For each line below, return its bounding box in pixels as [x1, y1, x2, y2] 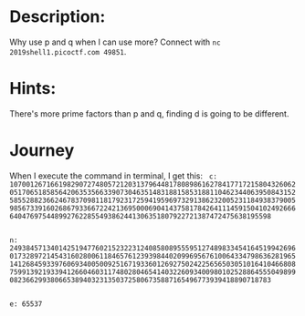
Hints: [9, 78, 57, 99]
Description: [9, 6, 106, 27]
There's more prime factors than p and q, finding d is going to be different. [9, 107, 289, 119]
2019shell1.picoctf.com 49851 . [9, 46, 127, 56]
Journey [9, 140, 75, 161]
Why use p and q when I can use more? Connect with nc [9, 36, 221, 47]
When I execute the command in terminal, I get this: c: [9, 170, 217, 181]
